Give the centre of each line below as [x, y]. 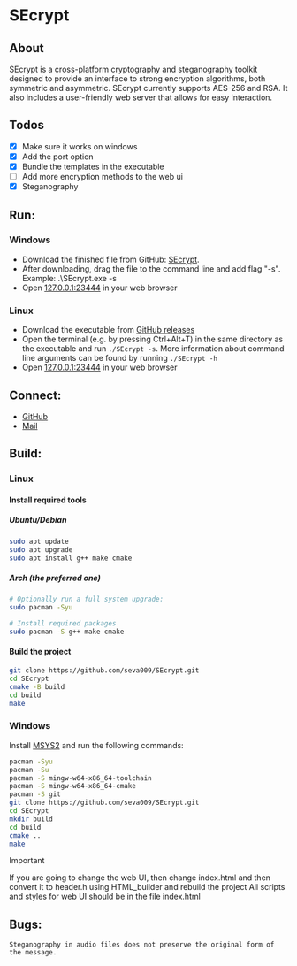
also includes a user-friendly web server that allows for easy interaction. [141, 97]
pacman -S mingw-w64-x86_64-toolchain [80, 778]
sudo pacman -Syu [41, 608]
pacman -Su [29, 770]
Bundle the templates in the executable [93, 166]
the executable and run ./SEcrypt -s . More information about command [153, 349]
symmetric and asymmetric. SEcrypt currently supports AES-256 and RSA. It [148, 88]
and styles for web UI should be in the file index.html [105, 897]
